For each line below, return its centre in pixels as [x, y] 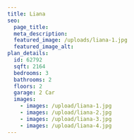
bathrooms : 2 [33, 80]
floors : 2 [28, 86]
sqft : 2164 [30, 66]
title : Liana [26, 14]
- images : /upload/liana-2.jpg [66, 112]
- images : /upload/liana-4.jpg [66, 126]
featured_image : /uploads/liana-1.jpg [71, 40]
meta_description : [41, 34]
